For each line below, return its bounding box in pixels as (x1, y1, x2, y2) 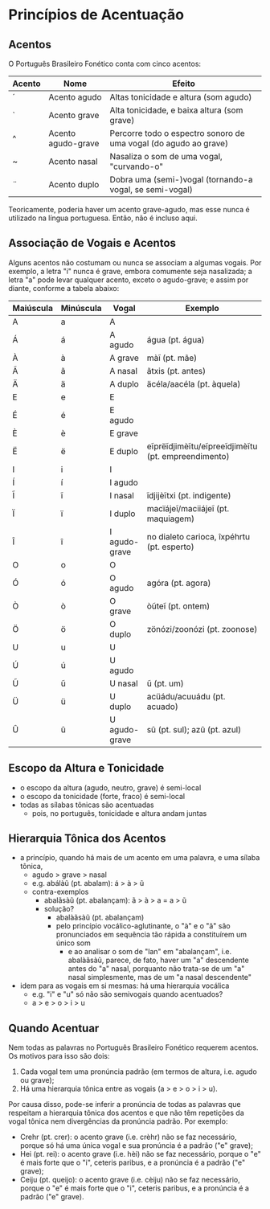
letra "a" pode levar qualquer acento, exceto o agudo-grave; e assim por (8, 275, 249, 285)
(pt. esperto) (146, 541, 194, 552)
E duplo (109, 445, 139, 457)
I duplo (109, 508, 136, 519)
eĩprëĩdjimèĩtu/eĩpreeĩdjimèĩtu (146, 441, 258, 452)
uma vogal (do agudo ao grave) (109, 138, 229, 149)
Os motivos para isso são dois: (8, 1051, 110, 1061)
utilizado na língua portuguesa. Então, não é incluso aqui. (8, 213, 198, 223)
